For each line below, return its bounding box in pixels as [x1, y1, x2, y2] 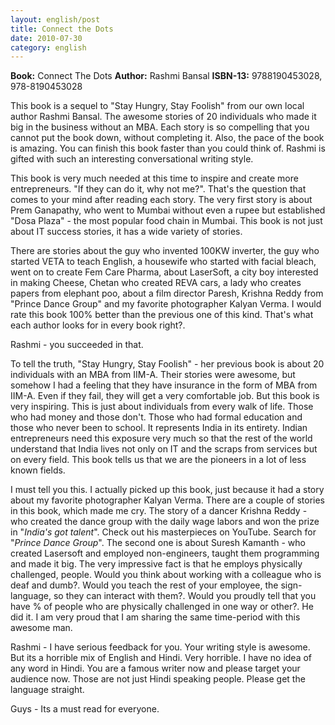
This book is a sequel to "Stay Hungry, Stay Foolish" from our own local [10, 100, 305, 112]
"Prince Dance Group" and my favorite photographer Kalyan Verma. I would [10, 298, 322, 310]
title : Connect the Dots [10, 24, 114, 34]
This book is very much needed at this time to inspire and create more [10, 172, 299, 185]
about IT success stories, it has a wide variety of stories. [10, 226, 243, 238]
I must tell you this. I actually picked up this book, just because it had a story [10, 484, 325, 496]
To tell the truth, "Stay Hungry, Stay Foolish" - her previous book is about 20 [10, 358, 325, 370]
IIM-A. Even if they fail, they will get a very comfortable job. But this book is [10, 390, 320, 402]
